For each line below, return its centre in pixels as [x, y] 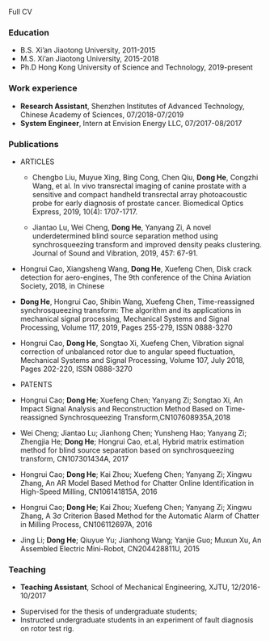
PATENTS [36, 384]
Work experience [43, 88]
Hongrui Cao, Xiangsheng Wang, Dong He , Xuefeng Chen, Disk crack [136, 268]
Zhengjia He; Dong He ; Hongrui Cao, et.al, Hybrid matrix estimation [132, 441]
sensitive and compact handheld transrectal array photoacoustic [140, 194]
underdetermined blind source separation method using [125, 236]
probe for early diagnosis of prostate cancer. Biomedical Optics [138, 203]
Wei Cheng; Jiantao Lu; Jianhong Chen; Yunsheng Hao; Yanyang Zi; [133, 432]
